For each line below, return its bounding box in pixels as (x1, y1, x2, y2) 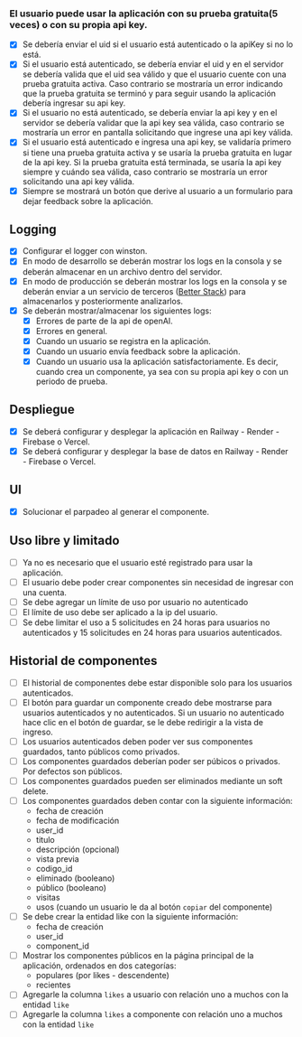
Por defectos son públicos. (22, 766, 124, 777)
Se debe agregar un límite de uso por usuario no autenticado (22, 596, 249, 607)
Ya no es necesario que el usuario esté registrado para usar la (22, 556, 253, 567)
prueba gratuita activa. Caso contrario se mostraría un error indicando (22, 79, 284, 89)
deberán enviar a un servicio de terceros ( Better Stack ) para (22, 285, 246, 296)
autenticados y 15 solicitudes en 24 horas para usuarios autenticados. (22, 627, 282, 638)
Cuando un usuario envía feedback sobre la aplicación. (35, 346, 241, 357)
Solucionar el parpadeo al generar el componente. (22, 506, 210, 517)
